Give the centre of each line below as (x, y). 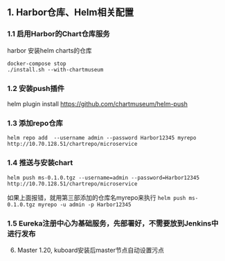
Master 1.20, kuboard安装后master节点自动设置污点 (91, 250)
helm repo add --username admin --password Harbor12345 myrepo (102, 138)
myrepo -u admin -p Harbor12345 (84, 204)
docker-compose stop (37, 64)
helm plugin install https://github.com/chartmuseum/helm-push (98, 103)
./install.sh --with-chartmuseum (55, 69)
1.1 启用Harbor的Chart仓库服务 (58, 34)
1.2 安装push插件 (36, 88)
